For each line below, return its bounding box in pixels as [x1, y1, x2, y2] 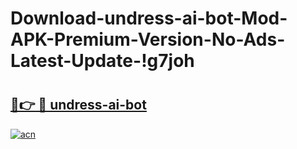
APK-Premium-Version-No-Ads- [10, 28, 286, 51]
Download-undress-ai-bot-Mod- [10, 7, 288, 30]
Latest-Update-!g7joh [10, 50, 195, 72]
